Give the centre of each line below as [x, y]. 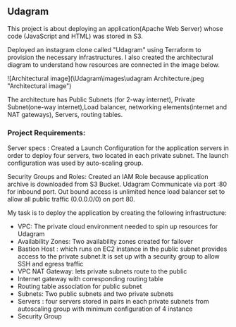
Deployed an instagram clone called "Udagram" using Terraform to [104, 49]
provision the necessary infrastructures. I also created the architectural [110, 57]
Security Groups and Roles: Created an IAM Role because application [108, 177]
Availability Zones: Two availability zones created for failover [105, 242]
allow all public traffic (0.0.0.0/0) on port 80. [71, 199]
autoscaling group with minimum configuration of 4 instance [105, 309]
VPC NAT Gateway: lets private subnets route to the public [102, 271]
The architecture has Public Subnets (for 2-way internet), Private [101, 99]
